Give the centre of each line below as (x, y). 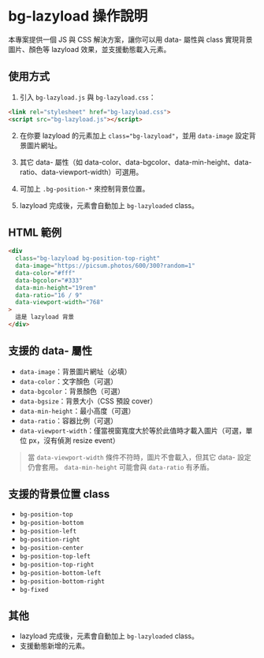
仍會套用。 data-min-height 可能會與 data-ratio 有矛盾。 (121, 467)
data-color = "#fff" (46, 273)
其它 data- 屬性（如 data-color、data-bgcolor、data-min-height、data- (136, 162)
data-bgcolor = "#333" (49, 281)
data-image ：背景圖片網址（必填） (75, 371)
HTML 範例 (35, 232)
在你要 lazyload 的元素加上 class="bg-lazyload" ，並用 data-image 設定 (134, 136)
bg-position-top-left (55, 556)
